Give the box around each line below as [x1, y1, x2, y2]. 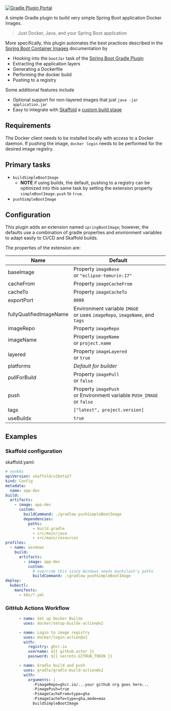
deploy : [5, 578, 22, 583]
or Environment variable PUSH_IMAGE [73, 392, 158, 399]
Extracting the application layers [12, 61, 80, 66]
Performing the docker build [12, 71, 72, 78]
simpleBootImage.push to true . [20, 190, 83, 197]
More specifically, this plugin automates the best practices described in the [5, 40, 163, 46]
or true [73, 354, 91, 361]
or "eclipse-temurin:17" [73, 272, 132, 279]
